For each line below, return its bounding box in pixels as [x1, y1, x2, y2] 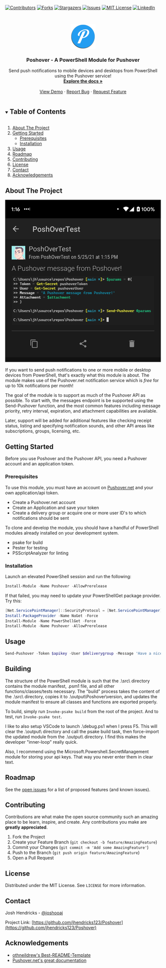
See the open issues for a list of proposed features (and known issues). [5, 786, 151, 793]
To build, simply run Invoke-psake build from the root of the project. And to [5, 708, 159, 714]
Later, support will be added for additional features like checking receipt [5, 418, 152, 423]
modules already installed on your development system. [5, 530, 119, 536]
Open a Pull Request [12, 855, 54, 861]
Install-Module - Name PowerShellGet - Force [5, 618, 96, 624]
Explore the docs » [63, 78, 103, 84]
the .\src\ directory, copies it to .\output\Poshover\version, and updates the [5, 693, 158, 699]
